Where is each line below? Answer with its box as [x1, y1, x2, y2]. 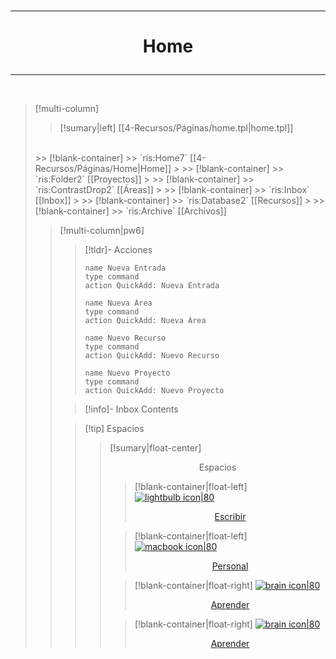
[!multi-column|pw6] [59, 225, 145, 237]
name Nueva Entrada [84, 263, 167, 274]
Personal [211, 560, 249, 572]
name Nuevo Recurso [84, 333, 167, 344]
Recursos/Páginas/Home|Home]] [34, 163, 172, 175]
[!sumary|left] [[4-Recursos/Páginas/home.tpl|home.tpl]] [59, 122, 294, 134]
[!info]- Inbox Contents [84, 403, 179, 415]
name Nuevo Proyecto [84, 368, 171, 379]
